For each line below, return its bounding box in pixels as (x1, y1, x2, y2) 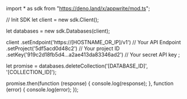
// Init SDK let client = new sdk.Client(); (6, 16, 99, 23)
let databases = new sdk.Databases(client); (6, 27, 110, 34)
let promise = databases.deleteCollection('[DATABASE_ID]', (6, 62, 149, 69)
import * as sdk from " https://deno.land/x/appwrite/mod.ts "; (6, 5, 150, 12)
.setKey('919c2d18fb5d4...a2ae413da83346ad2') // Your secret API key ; (6, 51, 180, 58)
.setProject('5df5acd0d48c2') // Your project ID (6, 45, 120, 52)
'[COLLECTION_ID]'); (6, 69, 57, 75)
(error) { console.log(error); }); (6, 86, 79, 93)
